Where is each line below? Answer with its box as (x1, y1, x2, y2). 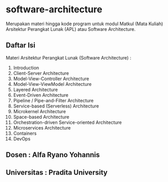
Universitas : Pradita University (6, 168, 108, 177)
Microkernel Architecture (13, 108, 66, 114)
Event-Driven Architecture (13, 92, 69, 98)
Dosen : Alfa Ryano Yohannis (6, 151, 100, 159)
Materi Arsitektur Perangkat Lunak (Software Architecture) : (6, 54, 132, 61)
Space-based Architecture (13, 114, 70, 120)
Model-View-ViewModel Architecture (13, 81, 92, 87)
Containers (13, 130, 37, 136)
